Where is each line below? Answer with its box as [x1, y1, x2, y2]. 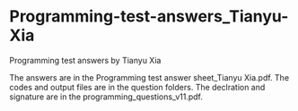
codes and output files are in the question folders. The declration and [9, 81, 266, 92]
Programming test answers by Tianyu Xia [9, 55, 162, 65]
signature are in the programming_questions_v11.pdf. [9, 91, 204, 102]
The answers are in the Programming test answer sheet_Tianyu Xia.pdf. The [9, 72, 290, 82]
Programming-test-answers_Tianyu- [9, 6, 289, 27]
